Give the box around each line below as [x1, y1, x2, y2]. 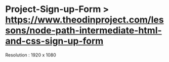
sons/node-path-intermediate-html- [5, 25, 162, 36]
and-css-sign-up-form [5, 35, 104, 47]
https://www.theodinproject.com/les [5, 14, 164, 25]
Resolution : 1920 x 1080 [5, 51, 57, 58]
